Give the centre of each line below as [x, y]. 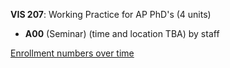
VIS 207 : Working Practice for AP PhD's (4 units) [111, 14]
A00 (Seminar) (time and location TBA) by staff [122, 33]
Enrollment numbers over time [72, 53]
